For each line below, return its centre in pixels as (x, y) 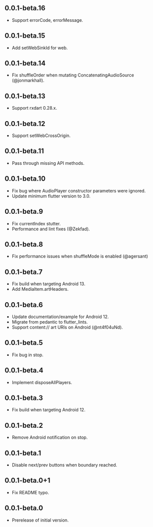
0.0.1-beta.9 (24, 212)
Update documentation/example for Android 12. (60, 317)
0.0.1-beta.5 (24, 343)
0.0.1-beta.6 (24, 305)
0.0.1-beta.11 (24, 151)
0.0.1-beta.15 (25, 36)
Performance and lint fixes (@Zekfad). (51, 229)
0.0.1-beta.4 (24, 370)
